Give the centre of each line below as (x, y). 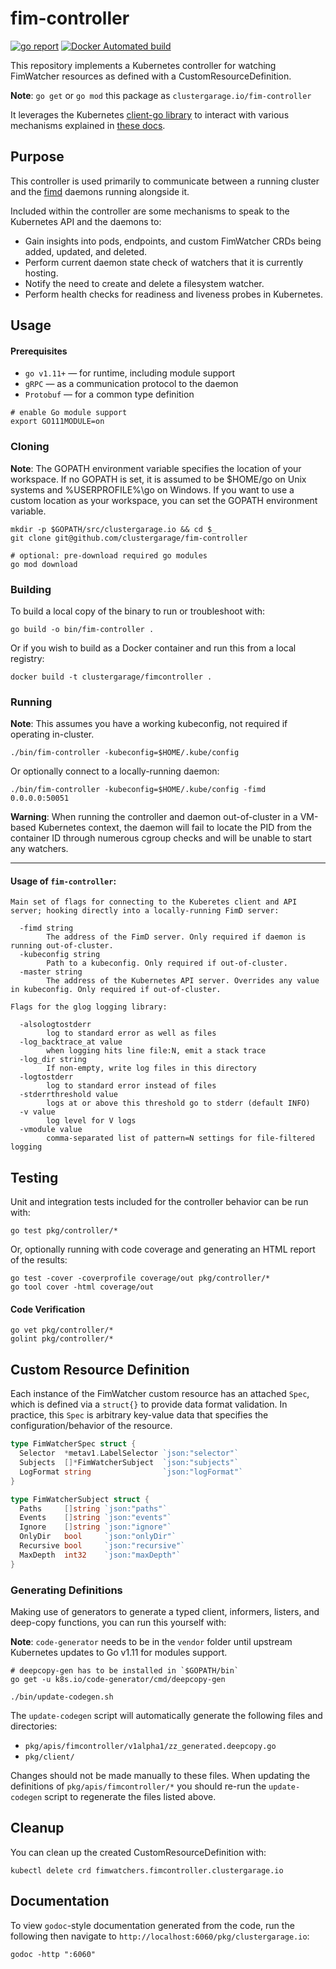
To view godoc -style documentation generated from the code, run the (152, 1925)
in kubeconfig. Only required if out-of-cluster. (116, 990)
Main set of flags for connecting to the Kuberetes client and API (154, 902)
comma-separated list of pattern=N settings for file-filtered (180, 1138)
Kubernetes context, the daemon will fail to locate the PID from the (175, 828)
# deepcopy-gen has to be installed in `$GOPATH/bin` (125, 1670)
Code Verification (48, 1309)
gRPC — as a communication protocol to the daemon (131, 384)
